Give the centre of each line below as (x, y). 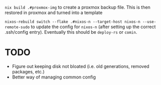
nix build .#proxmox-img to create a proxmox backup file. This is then (78, 7)
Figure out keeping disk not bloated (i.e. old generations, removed (80, 66)
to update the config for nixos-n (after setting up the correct (93, 27)
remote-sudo (17, 27)
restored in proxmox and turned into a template (54, 13)
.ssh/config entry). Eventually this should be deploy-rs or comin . (71, 32)
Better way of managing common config (54, 77)
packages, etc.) (28, 71)
